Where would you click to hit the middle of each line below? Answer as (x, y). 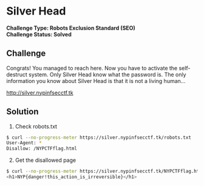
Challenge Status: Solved (39, 34)
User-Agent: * (24, 143)
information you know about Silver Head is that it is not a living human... (96, 81)
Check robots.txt (36, 126)
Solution (22, 112)
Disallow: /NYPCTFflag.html (42, 149)
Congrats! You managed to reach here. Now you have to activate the (92, 68)
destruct (17, 75)
